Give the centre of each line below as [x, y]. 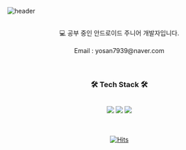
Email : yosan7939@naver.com [119, 51]
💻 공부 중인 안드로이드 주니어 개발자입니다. [119, 33]
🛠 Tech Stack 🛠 [119, 84]
